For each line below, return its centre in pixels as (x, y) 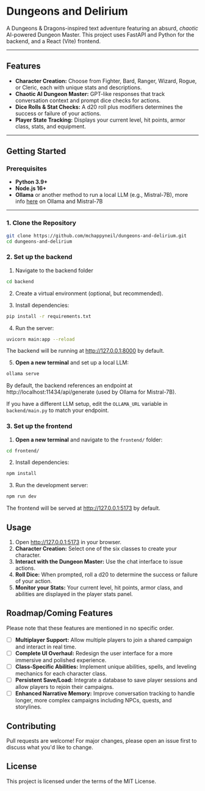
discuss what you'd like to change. (50, 747)
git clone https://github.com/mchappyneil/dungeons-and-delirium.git (97, 236)
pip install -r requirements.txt (49, 316)
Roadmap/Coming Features (60, 613)
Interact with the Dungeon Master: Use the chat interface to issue (99, 562)
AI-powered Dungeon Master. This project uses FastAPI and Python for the (100, 34)
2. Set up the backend (39, 257)
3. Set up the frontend (39, 426)
